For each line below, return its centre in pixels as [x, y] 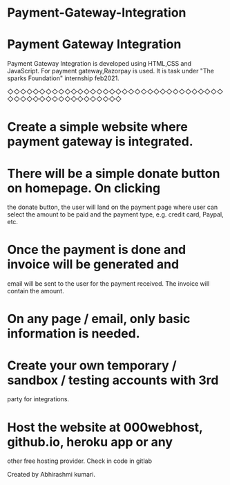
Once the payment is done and [97, 250]
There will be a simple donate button [114, 173]
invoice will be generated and [93, 265]
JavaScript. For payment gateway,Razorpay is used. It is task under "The [111, 71]
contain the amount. [36, 291]
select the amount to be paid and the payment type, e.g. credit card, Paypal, [116, 214]
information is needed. [74, 334]
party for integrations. [38, 399]
